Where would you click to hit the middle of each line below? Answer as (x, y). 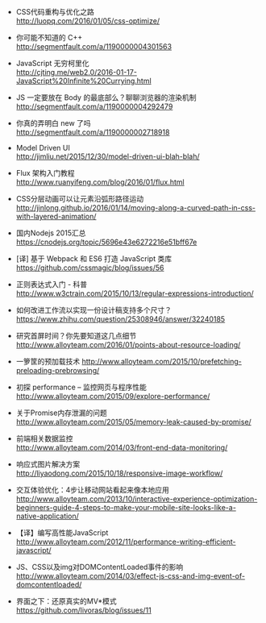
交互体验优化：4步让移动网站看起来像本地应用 (92, 490)
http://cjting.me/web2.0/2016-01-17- (76, 72)
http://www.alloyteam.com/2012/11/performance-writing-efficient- (126, 542)
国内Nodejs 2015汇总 (51, 233)
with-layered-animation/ (56, 216)
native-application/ (47, 516)
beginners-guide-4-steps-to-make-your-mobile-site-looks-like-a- (126, 507)
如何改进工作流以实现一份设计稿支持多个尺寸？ (94, 310)
